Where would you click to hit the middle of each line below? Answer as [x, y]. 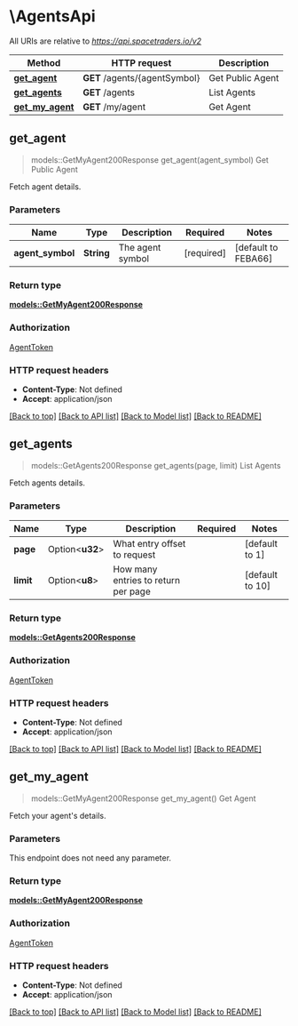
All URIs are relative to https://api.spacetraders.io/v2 [106, 41]
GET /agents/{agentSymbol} [141, 77]
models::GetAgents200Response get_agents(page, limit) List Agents [156, 465]
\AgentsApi [52, 16]
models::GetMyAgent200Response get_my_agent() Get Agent [143, 798]
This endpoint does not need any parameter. [90, 858]
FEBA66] [254, 259]
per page [132, 591]
